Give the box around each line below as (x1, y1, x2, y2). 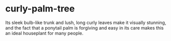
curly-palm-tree (5, 3, 75, 14)
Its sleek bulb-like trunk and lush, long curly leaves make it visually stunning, (5, 19, 166, 25)
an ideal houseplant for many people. (5, 30, 84, 36)
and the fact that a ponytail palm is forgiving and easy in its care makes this (5, 24, 164, 30)
